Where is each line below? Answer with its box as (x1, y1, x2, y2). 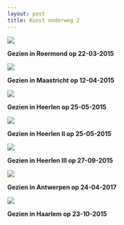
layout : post (7, 10, 46, 18)
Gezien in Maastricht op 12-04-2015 (7, 76, 115, 84)
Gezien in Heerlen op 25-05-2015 (7, 102, 107, 111)
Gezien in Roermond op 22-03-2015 (7, 49, 114, 57)
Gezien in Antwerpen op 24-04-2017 (7, 183, 117, 191)
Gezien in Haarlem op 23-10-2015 (7, 210, 107, 218)
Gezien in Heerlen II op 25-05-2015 (7, 129, 112, 137)
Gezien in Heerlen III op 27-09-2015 (7, 156, 113, 165)
